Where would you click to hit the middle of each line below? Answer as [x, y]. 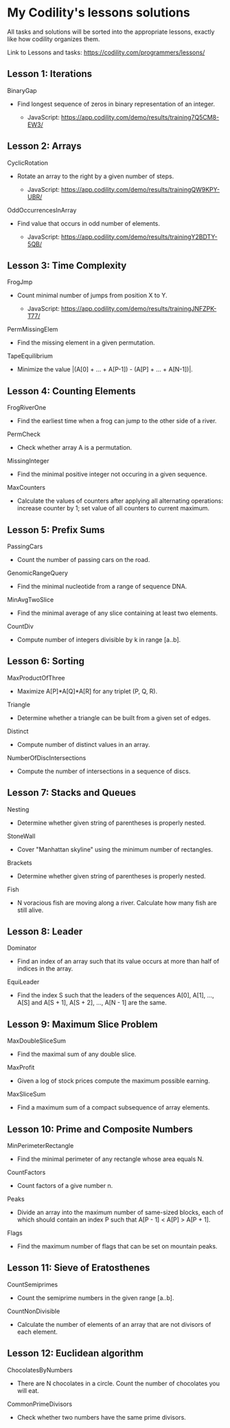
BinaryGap [22, 90]
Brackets [20, 863]
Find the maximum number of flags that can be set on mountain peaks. [117, 1246]
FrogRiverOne [27, 408]
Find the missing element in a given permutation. [86, 343]
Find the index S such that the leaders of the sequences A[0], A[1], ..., [115, 995]
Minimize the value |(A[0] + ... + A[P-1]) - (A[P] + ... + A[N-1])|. [105, 369]
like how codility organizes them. [54, 39]
